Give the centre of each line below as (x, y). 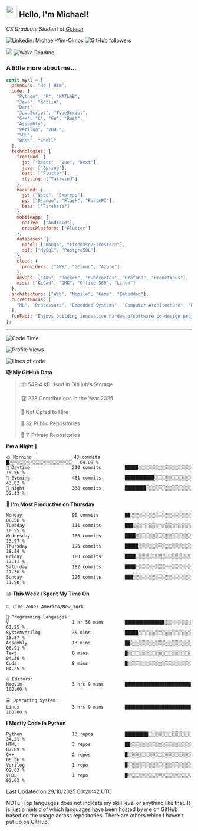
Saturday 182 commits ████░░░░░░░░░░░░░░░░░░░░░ (99, 567)
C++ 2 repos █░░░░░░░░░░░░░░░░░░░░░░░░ (99, 755)
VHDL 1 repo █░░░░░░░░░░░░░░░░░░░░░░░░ (99, 775)
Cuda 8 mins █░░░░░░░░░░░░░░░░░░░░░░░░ (99, 664)
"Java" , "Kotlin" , (39, 102)
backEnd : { (30, 190)
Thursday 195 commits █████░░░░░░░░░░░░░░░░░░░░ (99, 546)
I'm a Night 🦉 (22, 447)
